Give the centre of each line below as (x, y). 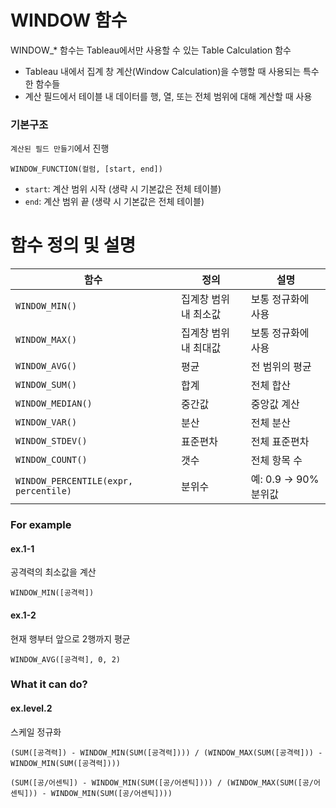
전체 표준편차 (280, 442)
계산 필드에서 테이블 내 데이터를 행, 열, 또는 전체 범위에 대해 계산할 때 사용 (168, 96)
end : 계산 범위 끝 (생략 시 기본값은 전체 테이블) (114, 202)
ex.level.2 (31, 708)
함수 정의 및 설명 (73, 245)
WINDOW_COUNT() (51, 460)
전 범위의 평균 (281, 367)
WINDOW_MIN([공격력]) (52, 593)
